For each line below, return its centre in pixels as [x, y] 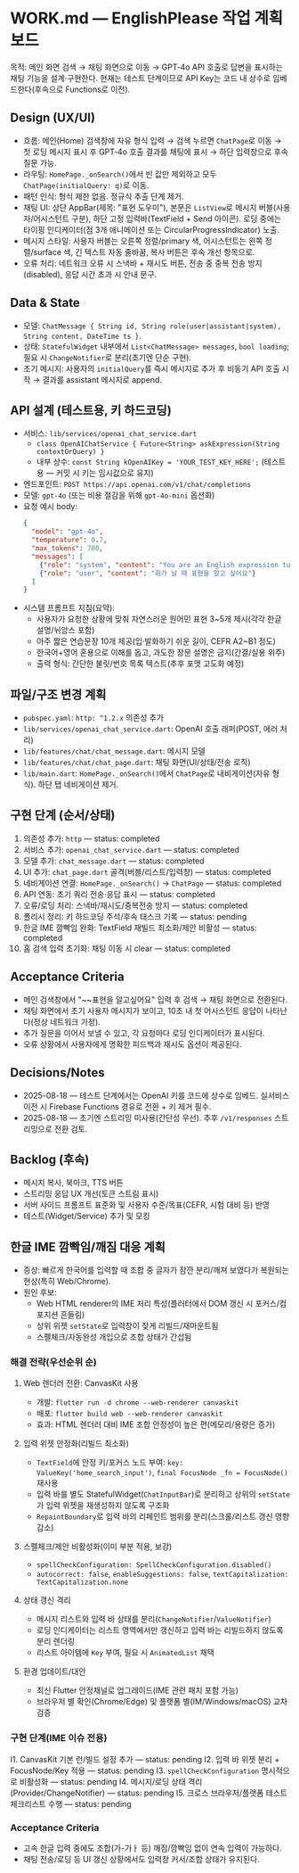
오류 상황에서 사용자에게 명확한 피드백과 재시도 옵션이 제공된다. [133, 1044]
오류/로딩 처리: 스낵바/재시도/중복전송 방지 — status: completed [135, 905]
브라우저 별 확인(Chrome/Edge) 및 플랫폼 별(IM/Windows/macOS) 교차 [162, 1702]
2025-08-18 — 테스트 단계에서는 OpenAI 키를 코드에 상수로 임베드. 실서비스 [156, 1095]
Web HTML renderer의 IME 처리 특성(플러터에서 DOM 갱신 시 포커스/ [158, 1304]
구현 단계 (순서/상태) [63, 816]
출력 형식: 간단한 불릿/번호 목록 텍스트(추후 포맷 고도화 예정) [140, 664]
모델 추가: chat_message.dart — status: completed [113, 861]
